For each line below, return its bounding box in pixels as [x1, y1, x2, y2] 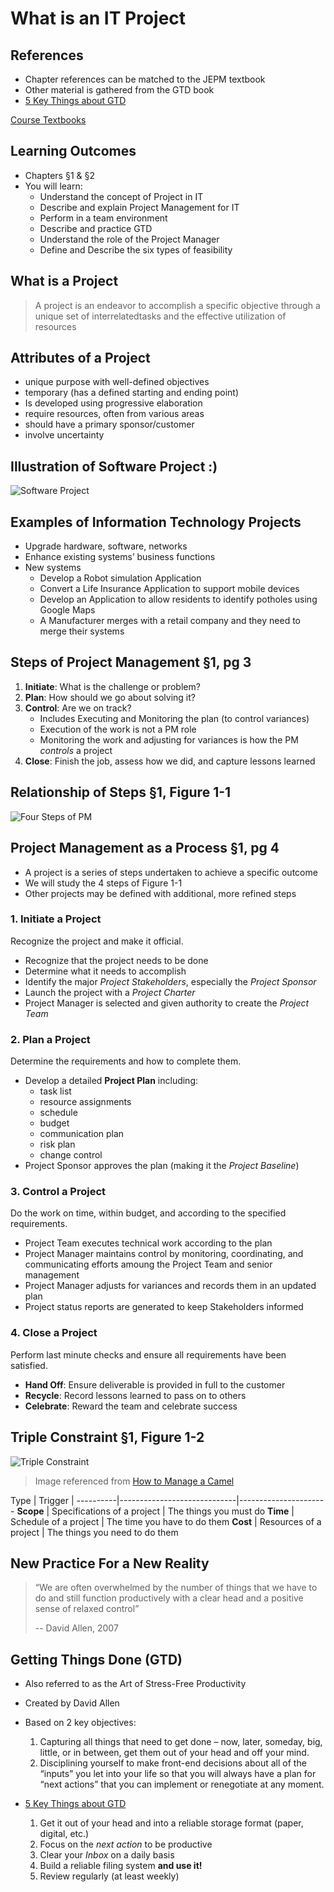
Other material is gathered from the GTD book [24, 84, 215, 96]
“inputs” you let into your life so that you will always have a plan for [39, 1768, 317, 1780]
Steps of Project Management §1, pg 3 [10, 654, 252, 671]
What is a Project [10, 273, 119, 290]
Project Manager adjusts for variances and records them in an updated [24, 1280, 317, 1292]
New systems [24, 562, 82, 574]
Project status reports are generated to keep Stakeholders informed [24, 1301, 304, 1313]
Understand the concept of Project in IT [39, 190, 204, 202]
